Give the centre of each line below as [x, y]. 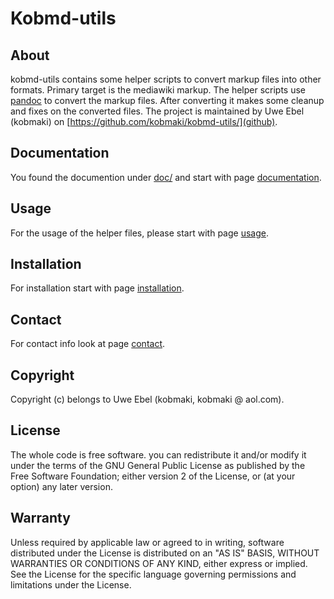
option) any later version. [61, 486]
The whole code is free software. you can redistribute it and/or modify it [158, 454]
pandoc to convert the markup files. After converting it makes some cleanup [167, 100]
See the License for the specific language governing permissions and [153, 574]
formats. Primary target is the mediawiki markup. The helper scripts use [158, 90]
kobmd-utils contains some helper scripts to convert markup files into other [166, 79]
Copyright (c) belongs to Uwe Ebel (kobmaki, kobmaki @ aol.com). [147, 399]
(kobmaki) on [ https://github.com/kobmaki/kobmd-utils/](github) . [144, 121]
